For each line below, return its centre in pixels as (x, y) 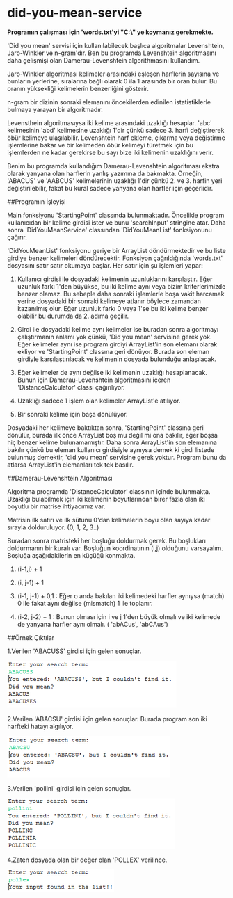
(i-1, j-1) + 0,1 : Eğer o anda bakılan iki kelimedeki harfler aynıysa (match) (121, 595)
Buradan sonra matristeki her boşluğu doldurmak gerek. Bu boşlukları (107, 540)
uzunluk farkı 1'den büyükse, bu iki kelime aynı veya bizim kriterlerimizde (121, 286)
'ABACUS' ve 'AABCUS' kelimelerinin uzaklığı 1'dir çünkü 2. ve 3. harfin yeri (115, 181)
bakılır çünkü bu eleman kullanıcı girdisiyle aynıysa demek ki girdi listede (111, 449)
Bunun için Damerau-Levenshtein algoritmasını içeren (94, 380)
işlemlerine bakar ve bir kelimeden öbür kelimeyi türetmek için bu (100, 145)
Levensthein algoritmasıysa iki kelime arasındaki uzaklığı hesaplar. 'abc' (110, 122)
